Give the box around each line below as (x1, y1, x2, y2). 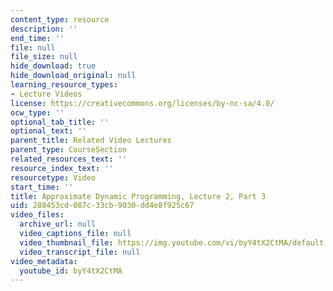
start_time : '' (10, 182, 74, 192)
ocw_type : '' (10, 107, 65, 118)
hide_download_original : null (10, 71, 137, 81)
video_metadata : (10, 256, 78, 266)
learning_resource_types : (10, 80, 118, 90)
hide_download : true (10, 61, 97, 71)
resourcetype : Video (10, 172, 97, 183)
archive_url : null (19, 219, 97, 230)
